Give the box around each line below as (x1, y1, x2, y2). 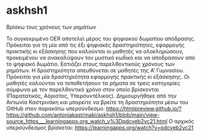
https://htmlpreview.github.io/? (106, 105, 182, 112)
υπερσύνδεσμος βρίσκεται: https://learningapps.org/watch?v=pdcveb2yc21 (6, 124, 194, 131)
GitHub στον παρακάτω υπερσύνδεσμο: (6, 105, 105, 112)
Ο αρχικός (169, 117, 195, 124)
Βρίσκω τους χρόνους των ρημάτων (6, 23, 97, 31)
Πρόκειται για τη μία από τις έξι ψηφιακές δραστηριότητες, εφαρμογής (6, 41, 185, 48)
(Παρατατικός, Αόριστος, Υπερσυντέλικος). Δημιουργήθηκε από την (6, 92, 177, 99)
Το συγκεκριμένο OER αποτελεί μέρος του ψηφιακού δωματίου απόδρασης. (6, 35, 196, 42)
